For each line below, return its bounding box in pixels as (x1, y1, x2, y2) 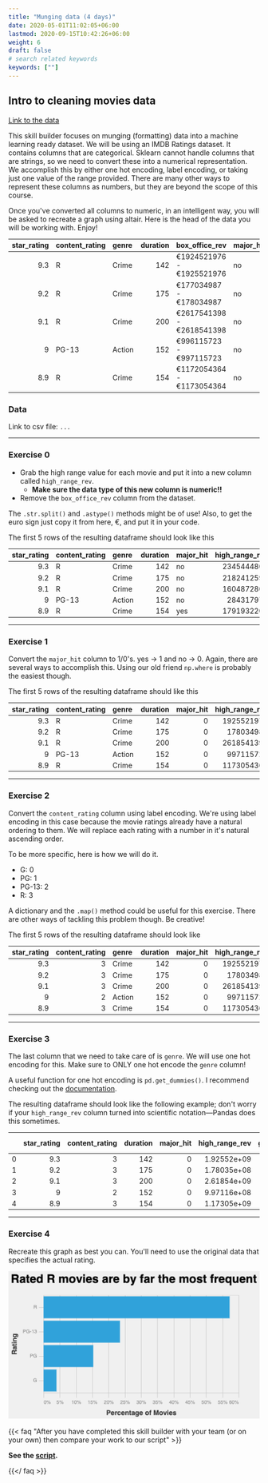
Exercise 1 (8, 636, 49, 647)
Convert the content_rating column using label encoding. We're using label (8, 808, 257, 818)
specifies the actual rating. (8, 1255, 96, 1265)
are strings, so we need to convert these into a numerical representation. (8, 156, 247, 165)
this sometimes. (8, 1116, 61, 1126)
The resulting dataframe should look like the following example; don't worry (8, 1099, 257, 1109)
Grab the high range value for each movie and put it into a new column (19, 468, 252, 477)
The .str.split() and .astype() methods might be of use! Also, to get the (8, 508, 253, 518)
